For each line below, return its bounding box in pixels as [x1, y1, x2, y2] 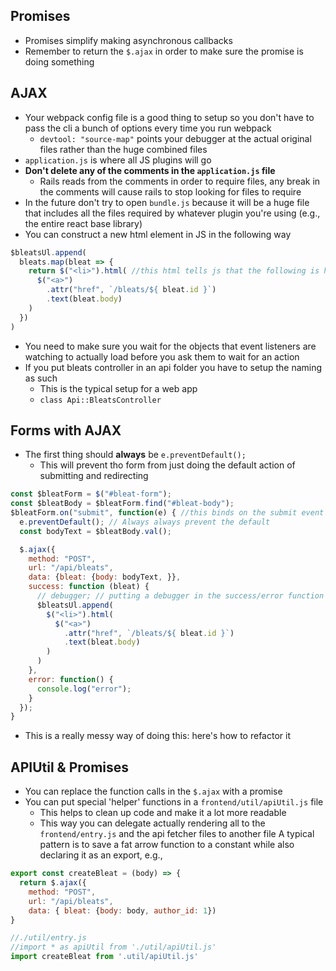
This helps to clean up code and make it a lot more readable [39, 807, 287, 819]
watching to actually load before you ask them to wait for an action [24, 350, 300, 363]
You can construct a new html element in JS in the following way [24, 228, 292, 240]
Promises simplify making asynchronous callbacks [24, 34, 233, 46]
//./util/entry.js [10, 933, 87, 943]
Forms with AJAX [10, 422, 122, 439]
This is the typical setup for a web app [39, 382, 198, 394]
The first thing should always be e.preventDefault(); [24, 449, 247, 461]
